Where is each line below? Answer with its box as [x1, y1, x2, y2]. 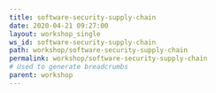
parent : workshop [9, 71, 73, 80]
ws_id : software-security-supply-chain [9, 37, 157, 47]
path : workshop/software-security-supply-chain [9, 46, 189, 55]
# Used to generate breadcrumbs [9, 63, 128, 72]
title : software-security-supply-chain [9, 12, 157, 22]
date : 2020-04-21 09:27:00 [9, 21, 109, 30]
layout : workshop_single [9, 29, 101, 38]
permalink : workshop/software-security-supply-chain [9, 54, 208, 63]
